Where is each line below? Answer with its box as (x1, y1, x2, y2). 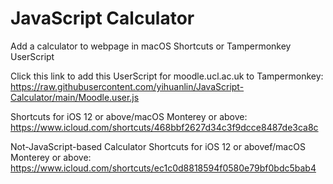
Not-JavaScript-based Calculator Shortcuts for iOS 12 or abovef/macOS (10, 140, 306, 152)
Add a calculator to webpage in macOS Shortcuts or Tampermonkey (10, 40, 292, 52)
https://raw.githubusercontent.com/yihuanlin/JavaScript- (10, 80, 245, 92)
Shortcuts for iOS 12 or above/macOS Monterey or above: (10, 110, 248, 122)
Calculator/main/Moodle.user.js (10, 91, 140, 103)
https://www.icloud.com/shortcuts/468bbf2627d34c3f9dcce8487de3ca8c (10, 121, 319, 133)
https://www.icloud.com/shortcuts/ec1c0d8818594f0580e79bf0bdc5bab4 (10, 162, 317, 174)
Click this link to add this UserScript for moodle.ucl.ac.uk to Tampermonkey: (10, 70, 324, 82)
